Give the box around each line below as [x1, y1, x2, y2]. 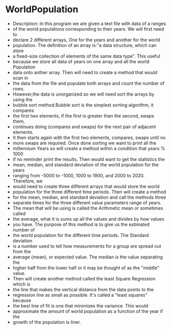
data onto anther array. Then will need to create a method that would [12, 69, 157, 75]
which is [12, 281, 31, 287]
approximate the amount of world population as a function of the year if [12, 308, 163, 314]
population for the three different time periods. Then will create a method [12, 188, 166, 195]
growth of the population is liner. [12, 319, 81, 325]
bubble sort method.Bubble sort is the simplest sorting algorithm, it [12, 102, 154, 108]
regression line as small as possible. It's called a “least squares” [12, 292, 148, 298]
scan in [12, 75, 29, 81]
